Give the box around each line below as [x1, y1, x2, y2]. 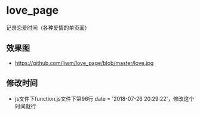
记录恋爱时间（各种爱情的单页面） [6, 24, 90, 31]
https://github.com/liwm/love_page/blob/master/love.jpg [14, 59, 154, 66]
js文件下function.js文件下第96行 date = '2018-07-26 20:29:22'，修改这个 [14, 95, 195, 102]
